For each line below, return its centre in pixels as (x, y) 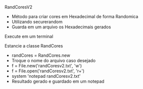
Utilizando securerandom (37, 22)
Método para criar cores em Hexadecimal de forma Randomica (75, 16)
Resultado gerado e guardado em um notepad (58, 81)
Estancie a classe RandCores (34, 46)
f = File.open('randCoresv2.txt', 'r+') (48, 71)
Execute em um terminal (29, 36)
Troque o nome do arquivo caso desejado (53, 60)
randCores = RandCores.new (41, 55)
